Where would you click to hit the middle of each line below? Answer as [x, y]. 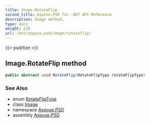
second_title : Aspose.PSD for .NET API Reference [59, 15]
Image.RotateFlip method [46, 64]
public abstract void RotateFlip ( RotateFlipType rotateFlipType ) [75, 75]
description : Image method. [35, 19]
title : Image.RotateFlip [31, 10]
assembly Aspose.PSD [36, 115]
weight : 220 [18, 29]
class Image [25, 104]
